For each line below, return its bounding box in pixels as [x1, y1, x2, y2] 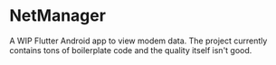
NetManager [9, 5, 107, 26]
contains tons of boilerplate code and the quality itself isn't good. [9, 44, 252, 55]
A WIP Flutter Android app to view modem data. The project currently [9, 35, 268, 46]
